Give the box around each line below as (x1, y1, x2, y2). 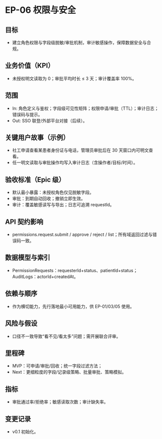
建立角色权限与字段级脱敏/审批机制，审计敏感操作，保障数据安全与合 (12, 40, 151, 45)
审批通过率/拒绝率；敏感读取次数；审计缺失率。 (12, 399, 109, 405)
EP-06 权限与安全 (5, 4, 76, 16)
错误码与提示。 (12, 111, 43, 117)
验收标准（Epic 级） (5, 175, 66, 184)
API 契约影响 (5, 218, 44, 226)
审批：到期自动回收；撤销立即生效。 (12, 195, 86, 202)
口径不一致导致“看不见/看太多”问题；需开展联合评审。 (12, 333, 121, 339)
